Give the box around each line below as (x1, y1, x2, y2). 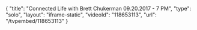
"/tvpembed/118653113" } (5, 18, 68, 24)
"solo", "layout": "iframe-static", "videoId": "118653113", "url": (5, 11, 157, 18)
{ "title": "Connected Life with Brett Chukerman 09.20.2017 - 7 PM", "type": (5, 5, 192, 12)
